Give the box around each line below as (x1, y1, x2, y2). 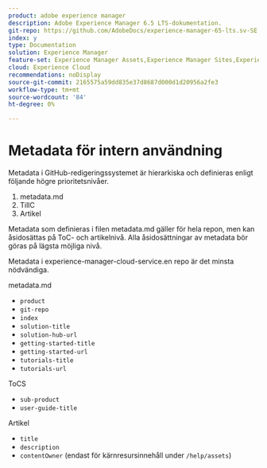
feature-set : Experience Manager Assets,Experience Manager (8, 57, 212, 64)
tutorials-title (19, 357, 74, 365)
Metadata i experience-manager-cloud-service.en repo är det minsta (8, 256, 234, 267)
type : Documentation (8, 41, 77, 49)
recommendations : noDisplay (8, 71, 102, 79)
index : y (8, 33, 37, 42)
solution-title (19, 323, 71, 331)
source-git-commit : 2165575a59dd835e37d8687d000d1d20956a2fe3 (8, 78, 219, 86)
